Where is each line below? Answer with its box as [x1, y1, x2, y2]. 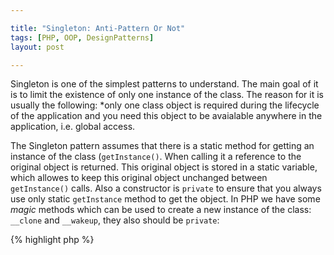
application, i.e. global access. [10, 121, 136, 133]
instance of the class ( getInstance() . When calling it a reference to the [10, 151, 302, 163]
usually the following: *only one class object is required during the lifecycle [10, 99, 320, 111]
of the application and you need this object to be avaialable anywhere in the [10, 110, 323, 122]
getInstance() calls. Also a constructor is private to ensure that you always [10, 182, 322, 195]
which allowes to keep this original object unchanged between [10, 172, 268, 184]
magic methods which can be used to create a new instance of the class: [10, 204, 312, 216]
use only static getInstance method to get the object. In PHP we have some [10, 193, 321, 205]
